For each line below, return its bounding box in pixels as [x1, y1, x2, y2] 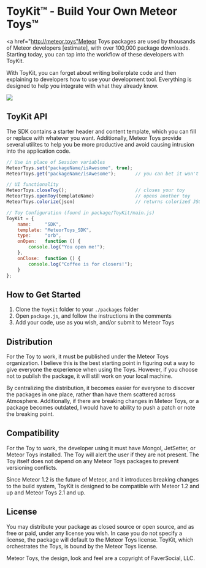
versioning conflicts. [6, 464, 58, 471]
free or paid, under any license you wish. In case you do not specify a [6, 529, 183, 537]
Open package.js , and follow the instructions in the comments [15, 312, 172, 320]
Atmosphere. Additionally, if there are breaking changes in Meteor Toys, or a [6, 397, 199, 404]
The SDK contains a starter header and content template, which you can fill [6, 128, 196, 135]
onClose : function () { [17, 255, 81, 261]
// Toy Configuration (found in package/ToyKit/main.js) [6, 210, 155, 216]
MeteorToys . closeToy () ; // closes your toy [6, 187, 185, 194]
